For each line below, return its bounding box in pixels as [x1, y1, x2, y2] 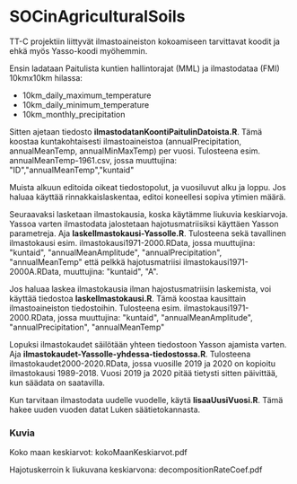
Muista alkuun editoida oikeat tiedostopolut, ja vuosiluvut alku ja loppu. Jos [9, 181, 287, 192]
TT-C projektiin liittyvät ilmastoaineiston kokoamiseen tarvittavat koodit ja [9, 36, 281, 47]
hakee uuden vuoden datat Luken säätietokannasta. [9, 404, 201, 415]
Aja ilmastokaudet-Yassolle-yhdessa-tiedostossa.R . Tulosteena [9, 348, 251, 359]
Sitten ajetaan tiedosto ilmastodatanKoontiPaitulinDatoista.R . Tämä [9, 126, 263, 136]
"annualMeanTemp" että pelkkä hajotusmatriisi [9, 256, 182, 267]
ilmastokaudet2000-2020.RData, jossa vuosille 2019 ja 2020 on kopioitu [9, 357, 276, 369]
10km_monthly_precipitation [22, 109, 126, 119]
